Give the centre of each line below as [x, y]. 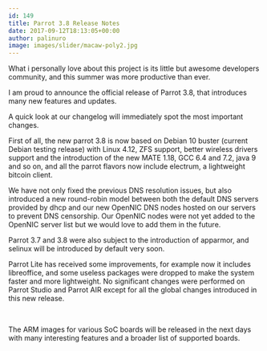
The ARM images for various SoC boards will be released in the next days [130, 329]
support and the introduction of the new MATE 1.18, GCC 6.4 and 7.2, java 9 [132, 158]
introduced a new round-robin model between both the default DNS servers [133, 199]
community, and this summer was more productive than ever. [109, 77]
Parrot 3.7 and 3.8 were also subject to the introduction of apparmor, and [129, 240]
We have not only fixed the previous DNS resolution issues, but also [120, 190]
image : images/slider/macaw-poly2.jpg [73, 46]
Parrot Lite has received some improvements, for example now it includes [129, 264]
